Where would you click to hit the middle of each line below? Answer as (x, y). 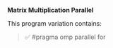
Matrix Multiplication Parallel (50, 10)
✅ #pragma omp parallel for (65, 37)
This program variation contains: (55, 23)
